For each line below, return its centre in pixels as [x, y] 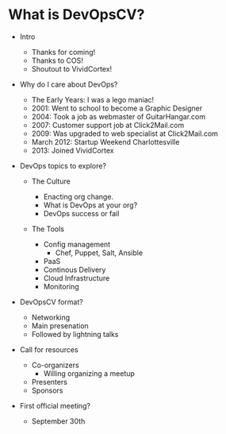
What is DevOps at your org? [90, 205]
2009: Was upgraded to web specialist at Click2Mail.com [124, 134]
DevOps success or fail [81, 213]
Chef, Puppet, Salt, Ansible [99, 253]
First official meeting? [55, 405]
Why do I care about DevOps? [69, 84]
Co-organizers [55, 365]
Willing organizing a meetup [89, 373]
